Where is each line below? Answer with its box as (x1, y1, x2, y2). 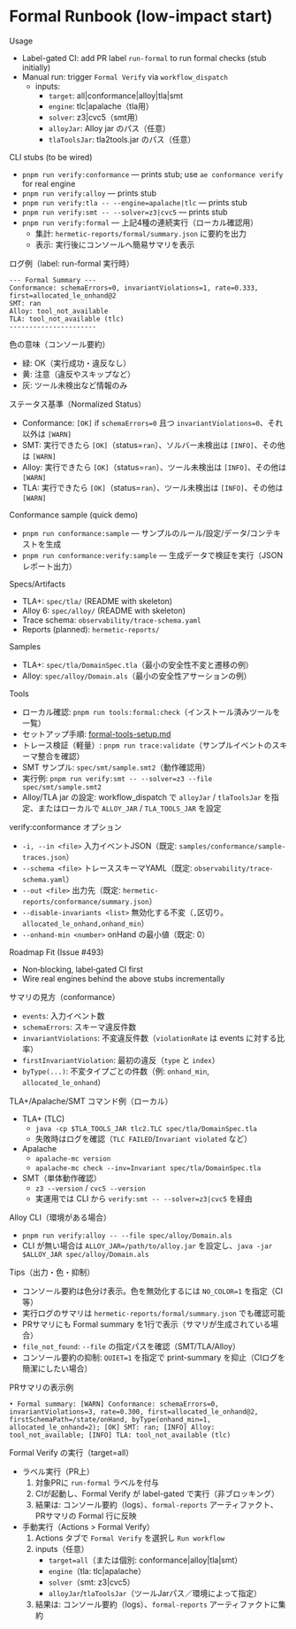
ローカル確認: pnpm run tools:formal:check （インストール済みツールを (21, 706, 281, 717)
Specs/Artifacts (9, 578, 66, 589)
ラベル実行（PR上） (21, 1466, 95, 1477)
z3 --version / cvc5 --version (34, 1183, 146, 1193)
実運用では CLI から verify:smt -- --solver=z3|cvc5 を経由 (34, 1193, 254, 1204)
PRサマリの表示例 (9, 1382, 73, 1392)
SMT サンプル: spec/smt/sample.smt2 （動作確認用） (21, 762, 210, 772)
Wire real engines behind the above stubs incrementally (21, 973, 225, 984)
